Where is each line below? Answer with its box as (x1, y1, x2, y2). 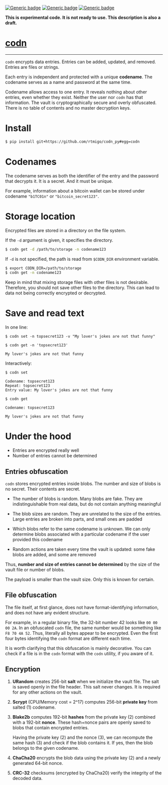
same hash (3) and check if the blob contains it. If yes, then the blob (12, 739, 153, 746)
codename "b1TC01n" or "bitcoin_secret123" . (5, 193, 99, 199)
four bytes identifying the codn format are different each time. (5, 635, 131, 641)
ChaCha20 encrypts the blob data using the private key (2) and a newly (12, 754, 161, 761)
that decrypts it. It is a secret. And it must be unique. (5, 178, 113, 184)
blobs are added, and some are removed (12, 551, 96, 557)
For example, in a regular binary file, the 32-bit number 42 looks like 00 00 (5, 619, 158, 625)
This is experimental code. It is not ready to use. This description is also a (5, 15, 161, 20)
